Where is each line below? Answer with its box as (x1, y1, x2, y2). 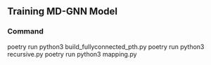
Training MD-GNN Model (7, 6, 118, 17)
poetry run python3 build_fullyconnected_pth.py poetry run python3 (7, 42, 205, 51)
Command (7, 27, 44, 36)
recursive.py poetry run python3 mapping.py (7, 50, 137, 58)
